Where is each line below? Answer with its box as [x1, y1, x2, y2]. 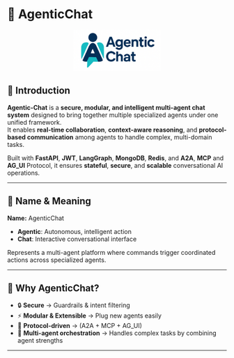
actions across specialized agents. [7, 256, 107, 264]
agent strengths [17, 336, 63, 345]
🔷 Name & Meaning [7, 195, 92, 208]
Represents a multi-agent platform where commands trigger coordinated [7, 248, 216, 256]
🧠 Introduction [7, 85, 71, 97]
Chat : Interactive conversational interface [17, 235, 137, 243]
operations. [7, 169, 40, 177]
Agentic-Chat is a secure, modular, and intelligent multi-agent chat [7, 103, 205, 111]
